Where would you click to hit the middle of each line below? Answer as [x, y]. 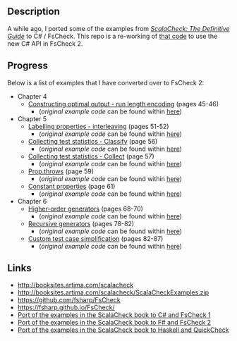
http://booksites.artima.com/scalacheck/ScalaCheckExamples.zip [113, 292]
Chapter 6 [32, 201]
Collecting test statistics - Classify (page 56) [93, 141]
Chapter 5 [32, 118]
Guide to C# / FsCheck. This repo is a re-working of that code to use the [113, 36]
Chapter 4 [32, 96]
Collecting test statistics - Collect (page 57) [91, 156]
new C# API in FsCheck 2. [45, 43]
